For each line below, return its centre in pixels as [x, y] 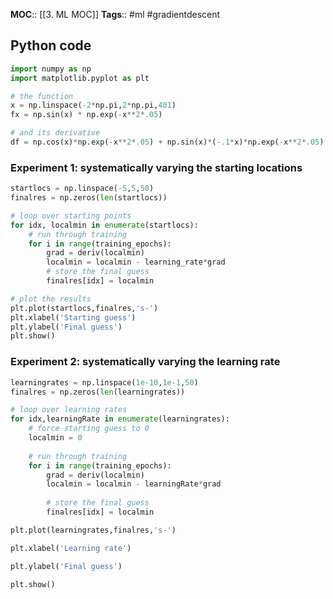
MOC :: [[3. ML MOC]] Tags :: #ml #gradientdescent [115, 14]
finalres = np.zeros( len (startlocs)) [89, 198]
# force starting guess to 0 [89, 429]
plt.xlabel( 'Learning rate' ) [71, 548]
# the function [42, 96]
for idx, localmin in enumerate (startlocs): [104, 225]
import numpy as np [51, 69]
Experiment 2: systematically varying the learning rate [145, 362]
